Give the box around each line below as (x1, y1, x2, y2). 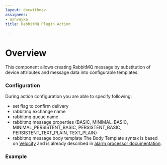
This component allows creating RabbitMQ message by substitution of (5, 64, 151, 70)
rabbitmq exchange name (12, 109, 66, 115)
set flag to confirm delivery (12, 103, 69, 109)
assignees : (5, 12, 28, 17)
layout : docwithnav (5, 7, 46, 13)
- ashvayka (5, 17, 28, 22)
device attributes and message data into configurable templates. (5, 69, 139, 75)
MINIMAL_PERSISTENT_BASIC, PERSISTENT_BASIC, (12, 124, 122, 131)
